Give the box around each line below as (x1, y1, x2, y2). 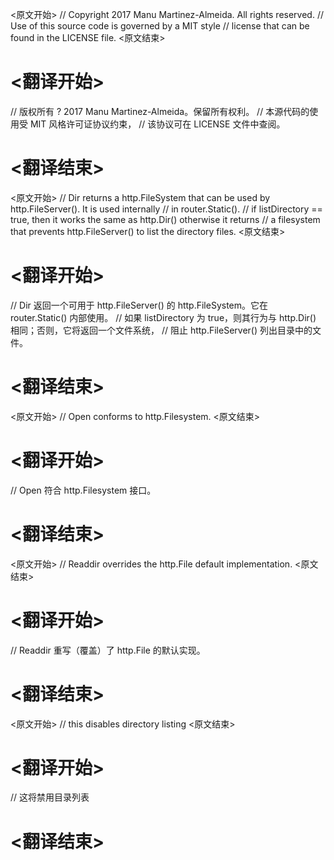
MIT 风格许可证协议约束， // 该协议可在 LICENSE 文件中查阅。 (29, 118, 286, 130)
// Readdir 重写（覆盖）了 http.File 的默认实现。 (10, 644, 206, 656)
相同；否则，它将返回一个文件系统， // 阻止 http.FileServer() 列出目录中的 (10, 324, 313, 336)
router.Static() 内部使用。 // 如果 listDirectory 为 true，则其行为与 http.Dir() (10, 311, 317, 323)
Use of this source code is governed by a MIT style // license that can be (10, 20, 310, 32)
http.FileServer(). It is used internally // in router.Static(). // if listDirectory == (10, 203, 323, 215)
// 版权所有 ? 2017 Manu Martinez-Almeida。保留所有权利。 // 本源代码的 (10, 105, 310, 117)
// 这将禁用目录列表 (10, 791, 90, 803)
